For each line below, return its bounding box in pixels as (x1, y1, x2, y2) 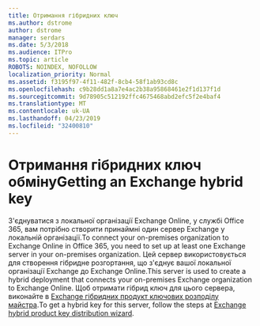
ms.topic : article (8, 56, 69, 64)
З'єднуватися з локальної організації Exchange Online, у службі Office (8, 215, 245, 226)
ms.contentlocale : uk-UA (8, 108, 90, 116)
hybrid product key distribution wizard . (8, 308, 134, 317)
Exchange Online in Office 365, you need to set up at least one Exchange (8, 241, 247, 250)
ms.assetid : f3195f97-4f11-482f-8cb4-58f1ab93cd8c (8, 78, 179, 85)
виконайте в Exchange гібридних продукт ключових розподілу (8, 291, 219, 301)
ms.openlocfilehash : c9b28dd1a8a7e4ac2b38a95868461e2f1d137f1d (8, 85, 221, 93)
